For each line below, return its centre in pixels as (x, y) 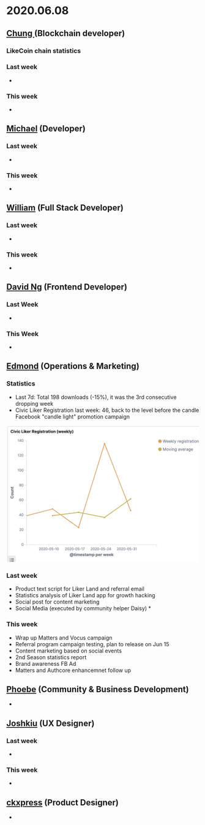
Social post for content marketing (57, 602)
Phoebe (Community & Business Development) (98, 689)
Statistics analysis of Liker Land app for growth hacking (85, 595)
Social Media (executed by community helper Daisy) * (83, 608)
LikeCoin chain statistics (44, 51)
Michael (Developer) (46, 129)
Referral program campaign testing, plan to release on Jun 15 (92, 644)
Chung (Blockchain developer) (66, 33)
